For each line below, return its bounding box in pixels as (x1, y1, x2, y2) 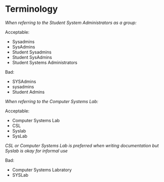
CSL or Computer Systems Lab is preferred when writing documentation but (5, 142, 159, 148)
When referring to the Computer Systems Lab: (5, 98, 99, 104)
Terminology (5, 3, 58, 15)
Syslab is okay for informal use (5, 148, 68, 154)
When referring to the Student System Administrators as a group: (5, 20, 137, 26)
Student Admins (12, 89, 45, 95)
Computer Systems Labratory (12, 167, 72, 173)
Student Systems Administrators (12, 59, 77, 65)
